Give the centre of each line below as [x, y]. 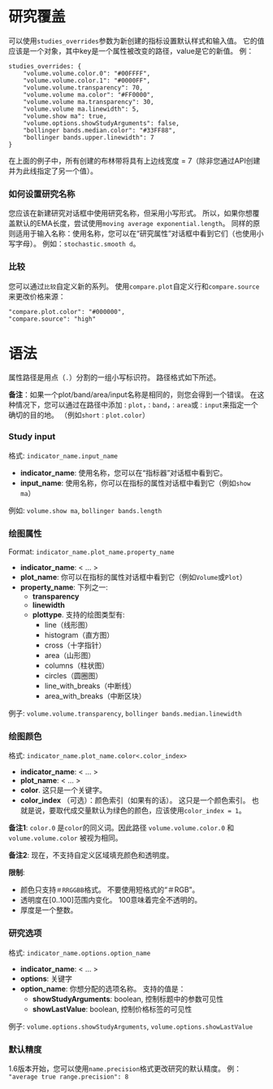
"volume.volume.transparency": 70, [83, 87]
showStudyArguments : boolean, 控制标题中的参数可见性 [128, 999]
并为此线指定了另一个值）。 [53, 171]
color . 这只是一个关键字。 [63, 791]
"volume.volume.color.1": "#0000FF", [87, 81]
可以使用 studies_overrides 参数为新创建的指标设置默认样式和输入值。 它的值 [136, 41]
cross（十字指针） [75, 645]
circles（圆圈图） [74, 676]
